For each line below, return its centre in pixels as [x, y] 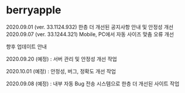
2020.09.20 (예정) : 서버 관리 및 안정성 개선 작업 [61, 59]
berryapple [34, 10]
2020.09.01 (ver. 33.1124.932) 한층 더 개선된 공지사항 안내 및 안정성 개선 [90, 27]
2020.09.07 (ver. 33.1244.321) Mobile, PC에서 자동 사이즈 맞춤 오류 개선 [90, 34]
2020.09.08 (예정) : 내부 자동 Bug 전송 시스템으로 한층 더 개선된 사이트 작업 [93, 83]
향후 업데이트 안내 [26, 46]
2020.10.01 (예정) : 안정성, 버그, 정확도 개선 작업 [61, 71]
